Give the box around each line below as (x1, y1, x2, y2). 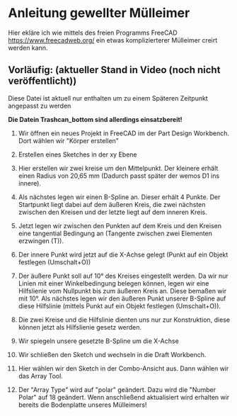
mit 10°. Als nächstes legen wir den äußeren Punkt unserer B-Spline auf (18, 294, 226, 303)
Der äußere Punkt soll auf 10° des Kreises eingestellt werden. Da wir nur (18, 271, 229, 280)
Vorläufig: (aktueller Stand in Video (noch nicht (8, 64, 221, 76)
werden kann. (8, 43, 48, 52)
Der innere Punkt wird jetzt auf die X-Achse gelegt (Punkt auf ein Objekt (18, 250, 229, 259)
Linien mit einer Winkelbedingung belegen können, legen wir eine (18, 279, 209, 288)
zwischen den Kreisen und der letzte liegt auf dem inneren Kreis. (18, 208, 207, 216)
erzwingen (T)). (18, 236, 64, 245)
